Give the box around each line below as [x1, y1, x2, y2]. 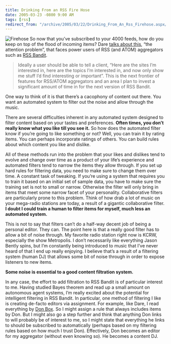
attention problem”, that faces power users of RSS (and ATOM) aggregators [5, 47, 163, 53]
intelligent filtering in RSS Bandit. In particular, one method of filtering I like [5, 295, 161, 302]
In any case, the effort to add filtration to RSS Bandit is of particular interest [5, 279, 163, 285]
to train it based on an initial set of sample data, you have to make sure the [5, 178, 161, 185]
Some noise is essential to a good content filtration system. [5, 269, 134, 275]
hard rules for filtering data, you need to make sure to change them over [5, 168, 157, 174]
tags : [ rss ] [5, 17, 31, 22]
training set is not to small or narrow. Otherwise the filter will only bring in [5, 184, 159, 190]
